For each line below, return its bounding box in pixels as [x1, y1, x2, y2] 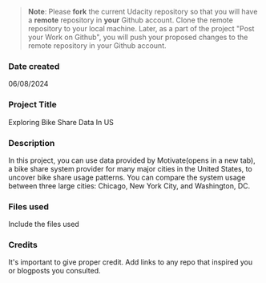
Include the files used [8, 220, 80, 229]
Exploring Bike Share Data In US [8, 117, 115, 127]
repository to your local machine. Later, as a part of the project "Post [27, 24, 255, 33]
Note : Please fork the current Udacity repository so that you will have [27, 7, 258, 16]
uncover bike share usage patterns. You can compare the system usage [8, 172, 246, 182]
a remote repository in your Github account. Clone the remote [27, 15, 234, 25]
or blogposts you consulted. [8, 266, 102, 276]
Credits [8, 240, 38, 251]
